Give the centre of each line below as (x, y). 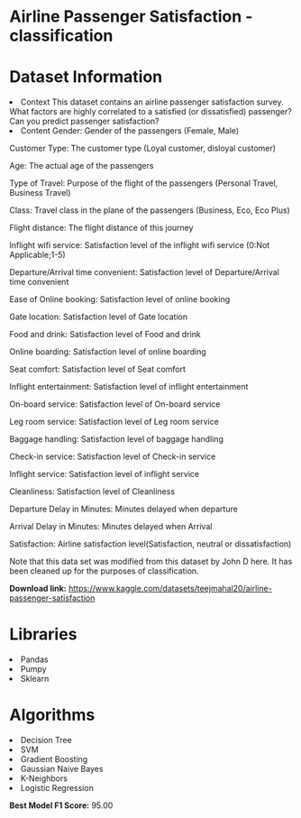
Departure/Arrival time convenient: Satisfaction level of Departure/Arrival (144, 272)
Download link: (38, 589)
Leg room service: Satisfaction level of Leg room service (114, 422)
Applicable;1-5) (37, 255)
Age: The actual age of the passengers (82, 166)
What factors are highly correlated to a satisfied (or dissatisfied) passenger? (151, 112)
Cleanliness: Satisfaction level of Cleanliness (92, 492)
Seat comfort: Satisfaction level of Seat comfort (98, 369)
